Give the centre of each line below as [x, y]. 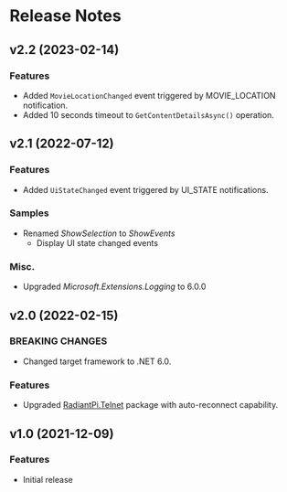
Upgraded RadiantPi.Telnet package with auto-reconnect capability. [150, 405]
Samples [29, 213]
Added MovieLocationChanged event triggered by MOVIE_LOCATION [149, 95]
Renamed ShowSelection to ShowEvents [99, 233]
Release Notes [65, 16]
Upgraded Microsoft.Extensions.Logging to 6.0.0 [114, 287]
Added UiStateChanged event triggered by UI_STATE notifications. [145, 189]
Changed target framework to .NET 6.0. [97, 361]
